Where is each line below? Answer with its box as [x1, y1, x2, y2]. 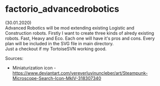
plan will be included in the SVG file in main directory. [5, 40, 114, 46]
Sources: [5, 55, 24, 61]
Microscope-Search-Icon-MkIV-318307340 [12, 75, 102, 81]
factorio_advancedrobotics [5, 3, 120, 15]
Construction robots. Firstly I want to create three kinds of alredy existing [5, 30, 155, 36]
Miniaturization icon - [12, 65, 56, 71]
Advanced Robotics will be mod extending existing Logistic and [5, 25, 135, 30]
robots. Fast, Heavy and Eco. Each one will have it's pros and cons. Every [5, 35, 155, 41]
